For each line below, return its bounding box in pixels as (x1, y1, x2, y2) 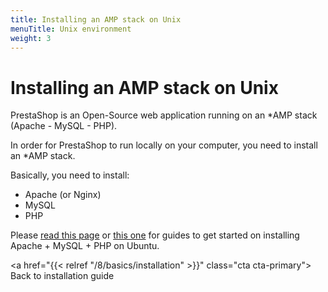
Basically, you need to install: (10, 169, 130, 181)
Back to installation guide (10, 270, 115, 282)
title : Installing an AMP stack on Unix (10, 14, 182, 25)
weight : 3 (10, 33, 52, 43)
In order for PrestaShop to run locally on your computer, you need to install (10, 139, 318, 151)
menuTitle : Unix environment (10, 24, 132, 34)
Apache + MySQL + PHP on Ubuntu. (10, 240, 160, 252)
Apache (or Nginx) (24, 189, 102, 201)
